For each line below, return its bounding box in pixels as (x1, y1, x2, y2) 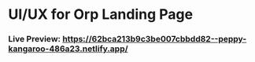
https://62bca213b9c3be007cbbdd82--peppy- (62, 34, 247, 45)
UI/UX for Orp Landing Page (8, 5, 194, 24)
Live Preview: (8, 34, 61, 45)
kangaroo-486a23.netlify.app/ (8, 43, 128, 54)
